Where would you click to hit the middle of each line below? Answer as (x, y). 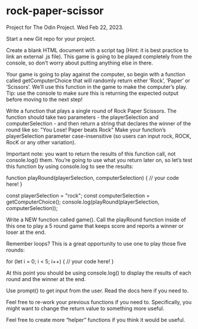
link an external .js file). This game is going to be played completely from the (99, 56)
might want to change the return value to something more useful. (85, 308)
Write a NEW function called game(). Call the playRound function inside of (96, 220)
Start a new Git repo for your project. (51, 38)
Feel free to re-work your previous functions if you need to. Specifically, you (99, 302)
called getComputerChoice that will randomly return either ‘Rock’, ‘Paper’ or (98, 80)
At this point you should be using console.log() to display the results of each (99, 273)
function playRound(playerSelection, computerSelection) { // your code (92, 178)
